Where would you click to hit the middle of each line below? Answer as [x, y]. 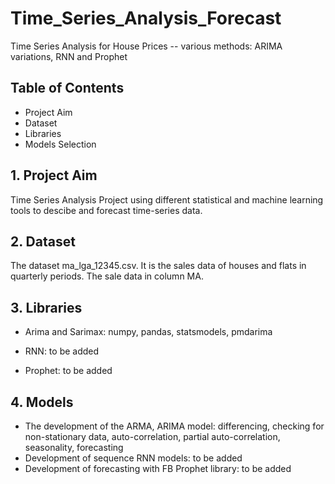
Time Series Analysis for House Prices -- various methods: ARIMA [146, 46]
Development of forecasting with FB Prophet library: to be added [158, 468]
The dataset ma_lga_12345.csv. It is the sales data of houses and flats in [158, 266]
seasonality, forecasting [74, 447]
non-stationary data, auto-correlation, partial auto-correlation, [152, 436]
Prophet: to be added [68, 371]
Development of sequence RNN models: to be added [133, 458]
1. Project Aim [54, 175]
